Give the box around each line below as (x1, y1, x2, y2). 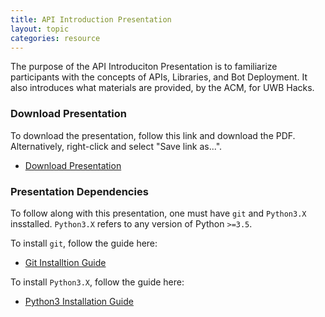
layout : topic (10, 24, 70, 34)
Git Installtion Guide (24, 256, 107, 268)
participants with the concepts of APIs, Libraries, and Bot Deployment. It (10, 71, 308, 83)
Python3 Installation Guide (24, 295, 134, 307)
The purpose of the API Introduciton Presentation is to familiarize (10, 61, 278, 73)
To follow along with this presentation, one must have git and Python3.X (10, 207, 307, 219)
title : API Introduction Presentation (10, 14, 172, 25)
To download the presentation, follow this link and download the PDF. (10, 129, 296, 141)
